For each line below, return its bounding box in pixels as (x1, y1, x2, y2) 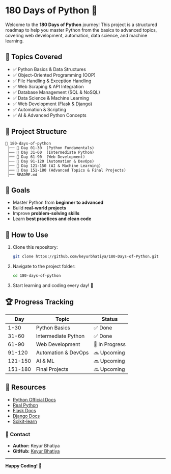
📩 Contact (5, 431, 31, 438)
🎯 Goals (5, 186, 31, 195)
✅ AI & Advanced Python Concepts (12, 112, 87, 118)
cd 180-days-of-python (12, 273, 61, 278)
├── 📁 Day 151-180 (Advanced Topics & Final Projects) (7, 168, 126, 173)
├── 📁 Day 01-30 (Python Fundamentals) (7, 145, 95, 150)
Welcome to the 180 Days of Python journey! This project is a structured (5, 21, 158, 28)
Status (101, 315, 118, 322)
